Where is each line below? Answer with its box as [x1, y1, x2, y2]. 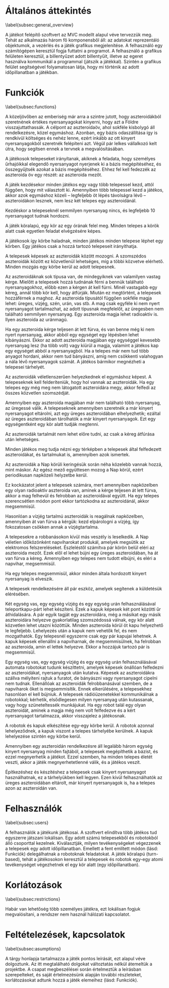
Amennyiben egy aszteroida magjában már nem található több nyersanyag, [5, 400, 161, 406]
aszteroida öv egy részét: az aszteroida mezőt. [5, 171, 102, 178]
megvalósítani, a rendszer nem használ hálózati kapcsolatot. [5, 911, 131, 917]
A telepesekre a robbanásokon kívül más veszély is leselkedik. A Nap [5, 534, 149, 540]
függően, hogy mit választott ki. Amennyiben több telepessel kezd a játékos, [5, 187, 164, 193]
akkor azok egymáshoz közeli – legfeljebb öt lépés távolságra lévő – [5, 192, 146, 198]
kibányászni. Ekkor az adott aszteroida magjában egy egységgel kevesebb [5, 337, 160, 343]
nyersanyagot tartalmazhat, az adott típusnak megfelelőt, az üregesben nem [5, 306, 164, 312]
